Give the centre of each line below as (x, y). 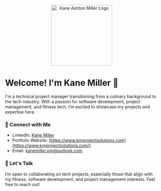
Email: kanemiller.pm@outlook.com (47, 151)
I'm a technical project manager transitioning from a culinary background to (81, 96)
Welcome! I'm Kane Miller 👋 (62, 83)
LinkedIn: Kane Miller (33, 135)
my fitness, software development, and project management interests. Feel (80, 179)
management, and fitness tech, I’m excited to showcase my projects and (78, 107)
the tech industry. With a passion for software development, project (73, 101)
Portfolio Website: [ (31, 140)
